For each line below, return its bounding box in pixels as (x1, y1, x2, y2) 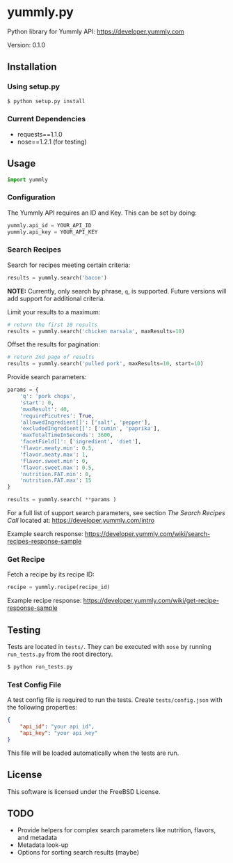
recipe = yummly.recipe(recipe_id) (7, 583, 111, 591)
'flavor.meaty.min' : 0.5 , (19, 445, 95, 452)
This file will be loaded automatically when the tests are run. (7, 749, 179, 757)
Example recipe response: (7, 597, 82, 605)
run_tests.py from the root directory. (7, 650, 113, 659)
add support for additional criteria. (7, 294, 106, 303)
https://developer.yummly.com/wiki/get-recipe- (83, 597, 219, 605)
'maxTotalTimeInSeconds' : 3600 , (19, 431, 113, 439)
